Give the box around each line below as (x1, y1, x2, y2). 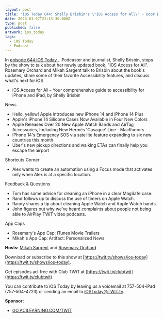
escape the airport (12, 147, 49, 153)
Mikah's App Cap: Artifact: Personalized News (12, 235, 105, 241)
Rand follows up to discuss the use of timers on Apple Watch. (12, 196, 135, 201)
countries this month (12, 137, 53, 143)
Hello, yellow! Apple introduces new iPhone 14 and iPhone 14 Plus (12, 111, 144, 117)
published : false (5, 25, 40, 30)
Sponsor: (5, 298, 24, 304)
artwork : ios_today (5, 30, 45, 35)
